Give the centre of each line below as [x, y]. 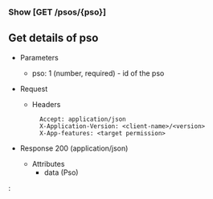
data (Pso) [61, 172]
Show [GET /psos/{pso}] [57, 12]
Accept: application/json [82, 119]
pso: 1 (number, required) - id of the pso [98, 73]
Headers [46, 104]
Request [34, 89]
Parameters [39, 57]
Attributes [48, 164]
